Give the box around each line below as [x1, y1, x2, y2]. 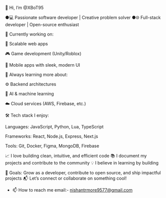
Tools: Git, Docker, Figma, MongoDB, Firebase [5, 143, 100, 149]
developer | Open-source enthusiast [5, 22, 79, 27]
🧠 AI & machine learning [5, 91, 55, 96]
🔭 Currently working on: [5, 31, 54, 37]
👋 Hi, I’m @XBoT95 [5, 5, 44, 10]
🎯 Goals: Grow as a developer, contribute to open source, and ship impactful [5, 170, 161, 175]
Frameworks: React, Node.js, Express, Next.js [5, 133, 98, 139]
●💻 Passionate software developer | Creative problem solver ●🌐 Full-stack [5, 15, 161, 20]
